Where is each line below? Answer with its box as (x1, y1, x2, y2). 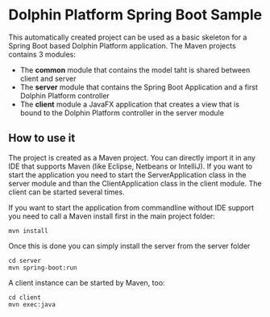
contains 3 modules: (8, 49, 77, 59)
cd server (8, 257, 42, 265)
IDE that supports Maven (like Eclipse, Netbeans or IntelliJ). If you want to (8, 161, 252, 171)
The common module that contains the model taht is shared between (19, 65, 251, 74)
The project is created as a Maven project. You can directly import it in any (8, 152, 256, 162)
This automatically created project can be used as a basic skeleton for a (8, 32, 247, 42)
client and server (19, 73, 77, 83)
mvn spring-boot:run (8, 264, 78, 272)
